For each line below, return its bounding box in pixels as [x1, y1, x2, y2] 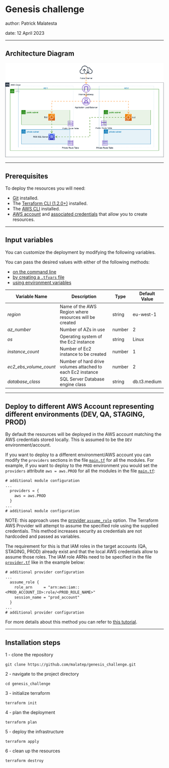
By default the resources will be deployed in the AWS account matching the [5, 431, 162, 437]
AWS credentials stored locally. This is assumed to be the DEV [5, 436, 132, 443]
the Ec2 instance [59, 339, 95, 345]
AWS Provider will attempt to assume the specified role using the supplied [5, 523, 158, 529]
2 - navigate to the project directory [5, 671, 79, 677]
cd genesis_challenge [5, 681, 51, 686]
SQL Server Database [59, 376, 105, 382]
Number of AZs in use [59, 326, 105, 333]
